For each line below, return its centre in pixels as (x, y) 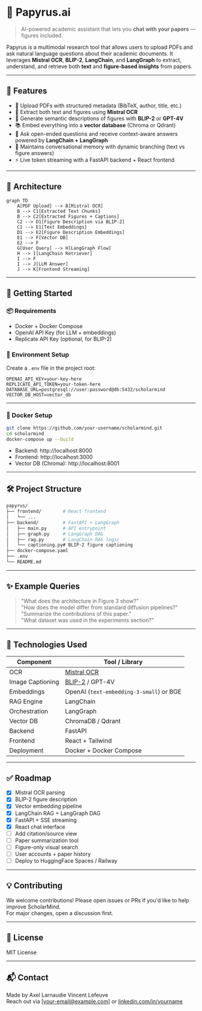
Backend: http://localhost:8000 (54, 451)
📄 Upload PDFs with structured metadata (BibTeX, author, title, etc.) (98, 106)
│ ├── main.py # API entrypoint (56, 528)
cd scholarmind (25, 434)
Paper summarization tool (47, 840)
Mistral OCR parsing (40, 793)
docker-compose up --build (40, 439)
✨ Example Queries (43, 587)
